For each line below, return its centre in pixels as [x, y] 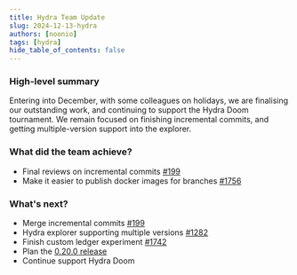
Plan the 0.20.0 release [64, 251]
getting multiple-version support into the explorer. [100, 129]
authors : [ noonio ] [43, 34]
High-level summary [54, 82]
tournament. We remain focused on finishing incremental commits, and [139, 120]
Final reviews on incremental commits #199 [101, 171]
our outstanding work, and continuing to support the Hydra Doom [129, 110]
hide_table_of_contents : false [67, 51]
